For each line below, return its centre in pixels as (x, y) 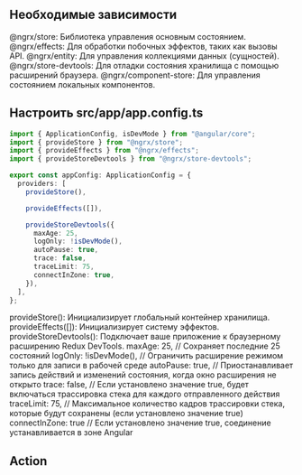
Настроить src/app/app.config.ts (106, 113)
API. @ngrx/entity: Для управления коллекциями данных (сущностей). (144, 56)
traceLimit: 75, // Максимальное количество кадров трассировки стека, (147, 404)
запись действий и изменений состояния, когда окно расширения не (143, 375)
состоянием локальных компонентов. (82, 84)
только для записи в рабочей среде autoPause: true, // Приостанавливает (151, 366)
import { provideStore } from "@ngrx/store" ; (96, 142)
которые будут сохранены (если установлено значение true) (126, 414)
